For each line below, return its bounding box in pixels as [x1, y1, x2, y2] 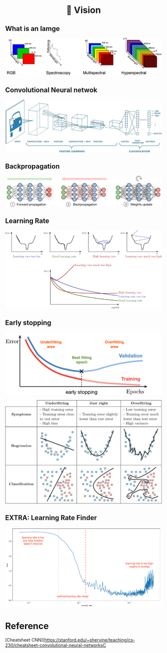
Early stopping [5, 319, 51, 327]
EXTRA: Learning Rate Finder [5, 513, 97, 522]
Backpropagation [5, 162, 60, 171]
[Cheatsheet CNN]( [5, 637, 45, 643]
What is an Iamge [5, 24, 60, 33]
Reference [5, 621, 49, 632]
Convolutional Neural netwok [5, 86, 98, 94]
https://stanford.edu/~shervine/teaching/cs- [44, 637, 135, 643]
